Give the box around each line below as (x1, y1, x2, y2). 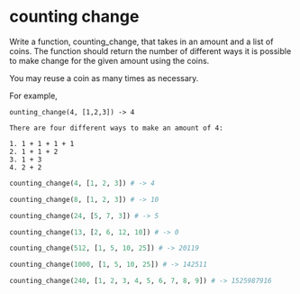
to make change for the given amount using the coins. (9, 55, 210, 66)
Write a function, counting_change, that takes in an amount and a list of (9, 36, 274, 47)
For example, (9, 90, 59, 101)
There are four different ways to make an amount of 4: (9, 124, 223, 133)
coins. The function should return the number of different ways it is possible (9, 45, 292, 56)
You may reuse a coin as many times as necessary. (9, 72, 199, 83)
